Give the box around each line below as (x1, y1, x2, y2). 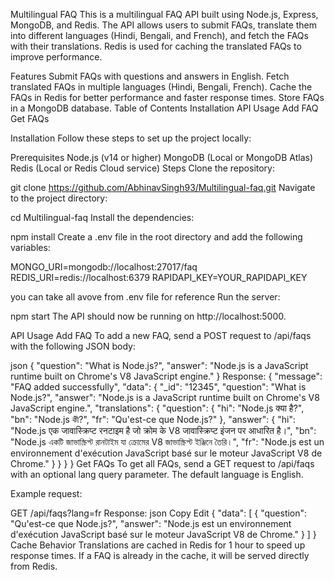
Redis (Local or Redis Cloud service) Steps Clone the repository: (10, 162, 276, 174)
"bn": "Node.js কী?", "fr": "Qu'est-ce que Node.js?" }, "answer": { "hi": (10, 414, 296, 425)
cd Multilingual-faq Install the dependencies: (10, 212, 195, 223)
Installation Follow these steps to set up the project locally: (10, 132, 252, 144)
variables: (10, 242, 51, 253)
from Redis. (10, 560, 58, 572)
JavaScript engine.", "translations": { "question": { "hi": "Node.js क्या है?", (10, 402, 305, 414)
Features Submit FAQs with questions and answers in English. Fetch (10, 70, 290, 82)
